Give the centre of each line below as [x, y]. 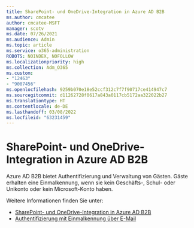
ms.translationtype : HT [36, 101]
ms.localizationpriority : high [45, 62]
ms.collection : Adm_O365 [37, 67]
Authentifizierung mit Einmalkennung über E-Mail [75, 218]
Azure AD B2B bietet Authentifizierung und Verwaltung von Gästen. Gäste [97, 177]
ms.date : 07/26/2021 [32, 34]
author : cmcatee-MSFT [33, 23]
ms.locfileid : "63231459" [38, 117]
